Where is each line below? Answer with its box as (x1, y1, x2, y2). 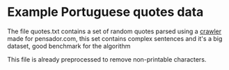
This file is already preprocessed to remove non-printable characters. (7, 55, 207, 63)
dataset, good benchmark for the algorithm (7, 42, 131, 50)
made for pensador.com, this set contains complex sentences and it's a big (7, 34, 223, 42)
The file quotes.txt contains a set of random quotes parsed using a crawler (7, 27, 222, 35)
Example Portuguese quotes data (7, 4, 204, 20)
